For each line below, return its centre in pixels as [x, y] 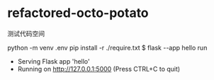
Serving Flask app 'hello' [53, 61]
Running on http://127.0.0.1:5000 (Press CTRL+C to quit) [99, 69]
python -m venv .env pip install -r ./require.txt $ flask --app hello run [107, 47]
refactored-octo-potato [78, 13]
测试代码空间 [26, 33]
